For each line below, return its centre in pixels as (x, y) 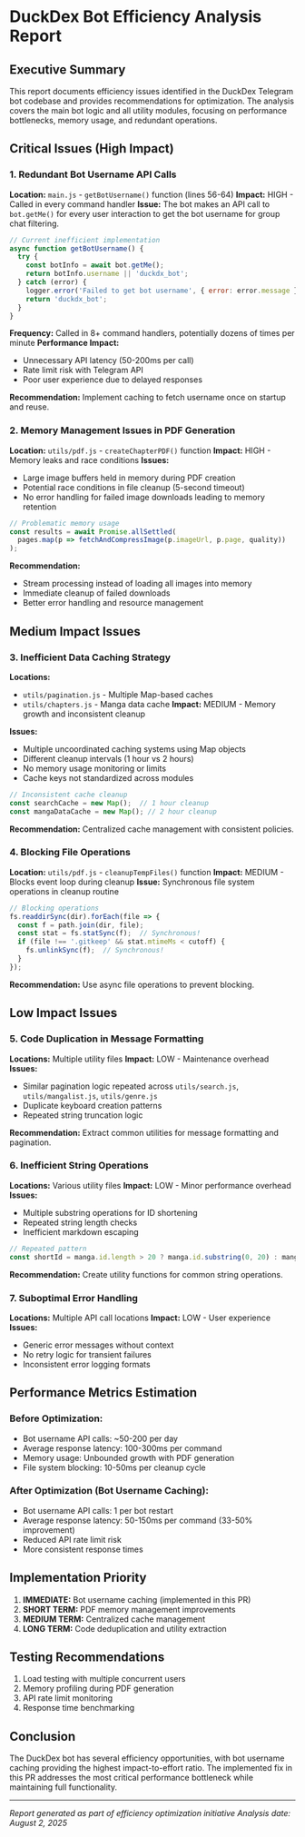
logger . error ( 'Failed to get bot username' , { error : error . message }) (164, 291)
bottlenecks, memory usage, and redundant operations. (113, 120)
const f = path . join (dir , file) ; (81, 925)
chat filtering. (34, 223)
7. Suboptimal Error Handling (74, 1298)
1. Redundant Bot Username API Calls (93, 174)
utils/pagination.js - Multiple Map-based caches (118, 694)
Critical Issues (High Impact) (92, 148)
